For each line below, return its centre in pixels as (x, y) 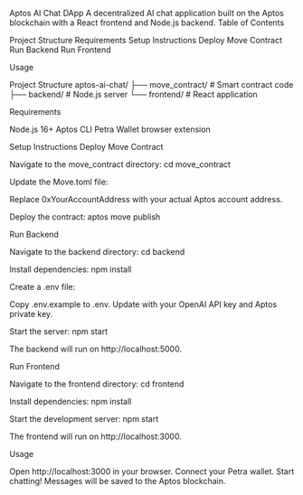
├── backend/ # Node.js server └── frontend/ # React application (133, 94)
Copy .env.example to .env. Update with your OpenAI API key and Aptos (143, 304)
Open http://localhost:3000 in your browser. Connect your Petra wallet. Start (152, 472)
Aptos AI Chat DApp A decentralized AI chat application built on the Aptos (147, 13)
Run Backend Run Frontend (60, 50)
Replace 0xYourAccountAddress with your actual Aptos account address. (146, 199)
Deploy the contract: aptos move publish (85, 217)
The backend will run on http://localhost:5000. (96, 349)
